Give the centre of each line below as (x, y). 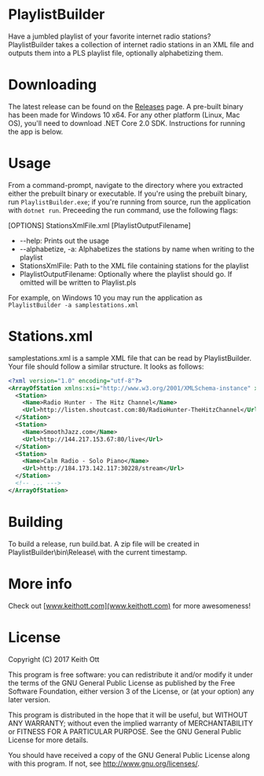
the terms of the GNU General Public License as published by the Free (122, 682)
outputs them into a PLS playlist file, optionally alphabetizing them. (116, 53)
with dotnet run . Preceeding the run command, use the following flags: (123, 210)
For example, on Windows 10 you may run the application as (105, 297)
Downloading (52, 85)
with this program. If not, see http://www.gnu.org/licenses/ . (104, 763)
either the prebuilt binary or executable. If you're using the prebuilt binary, (128, 193)
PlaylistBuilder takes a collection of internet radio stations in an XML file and (131, 44)
